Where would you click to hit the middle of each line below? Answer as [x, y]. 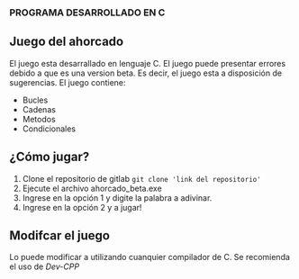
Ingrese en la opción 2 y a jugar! [82, 207]
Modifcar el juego [60, 235]
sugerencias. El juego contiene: [68, 82]
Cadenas [39, 109]
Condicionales [49, 129]
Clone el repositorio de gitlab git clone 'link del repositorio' [141, 178]
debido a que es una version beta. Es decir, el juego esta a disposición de [145, 73]
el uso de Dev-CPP [44, 266]
